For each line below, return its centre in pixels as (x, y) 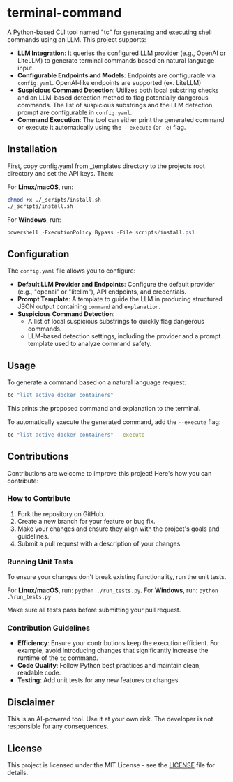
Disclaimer (31, 702)
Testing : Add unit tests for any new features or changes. (98, 680)
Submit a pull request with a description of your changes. (100, 543)
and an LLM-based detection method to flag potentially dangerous (113, 97)
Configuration (38, 254)
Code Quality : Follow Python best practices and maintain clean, (109, 666)
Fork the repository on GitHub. (61, 513)
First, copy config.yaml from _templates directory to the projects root (106, 166)
